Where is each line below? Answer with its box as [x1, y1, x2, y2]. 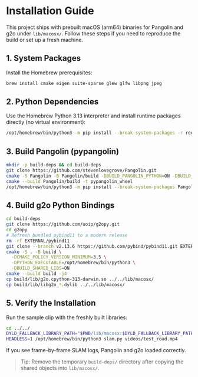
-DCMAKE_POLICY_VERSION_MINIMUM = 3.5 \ [11, 254, 107, 260]
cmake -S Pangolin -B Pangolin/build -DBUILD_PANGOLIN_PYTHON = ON [6, 173, 170, 179]
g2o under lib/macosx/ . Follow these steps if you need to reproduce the [6, 29, 181, 37]
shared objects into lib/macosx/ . [20, 365, 100, 372]
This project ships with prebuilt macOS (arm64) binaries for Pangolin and [6, 24, 184, 31]
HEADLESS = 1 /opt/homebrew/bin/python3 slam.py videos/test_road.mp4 [6, 336, 178, 342]
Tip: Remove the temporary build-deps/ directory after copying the [20, 358, 184, 365]
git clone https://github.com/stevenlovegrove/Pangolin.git [6, 168, 157, 173]
